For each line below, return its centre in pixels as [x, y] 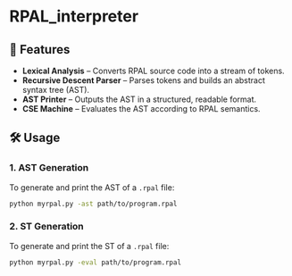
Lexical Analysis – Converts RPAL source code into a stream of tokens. [153, 71]
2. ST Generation [47, 227]
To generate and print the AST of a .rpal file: [92, 187]
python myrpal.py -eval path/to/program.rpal [95, 262]
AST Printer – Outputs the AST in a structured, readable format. [139, 99]
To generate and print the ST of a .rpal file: [89, 246]
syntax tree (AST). [56, 90]
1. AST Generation [49, 168]
